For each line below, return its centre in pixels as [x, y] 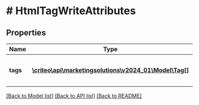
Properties [26, 33]
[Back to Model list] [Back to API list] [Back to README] [74, 96]
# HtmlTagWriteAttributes [71, 11]
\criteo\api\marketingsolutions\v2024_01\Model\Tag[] [110, 70]
